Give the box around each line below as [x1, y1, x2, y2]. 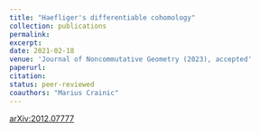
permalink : [9, 30, 51, 39]
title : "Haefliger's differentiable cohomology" [9, 13, 196, 22]
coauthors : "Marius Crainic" [9, 88, 119, 97]
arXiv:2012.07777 [9, 113, 75, 124]
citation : [9, 72, 47, 81]
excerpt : [9, 38, 42, 48]
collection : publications [9, 22, 107, 31]
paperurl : [9, 64, 47, 73]
